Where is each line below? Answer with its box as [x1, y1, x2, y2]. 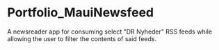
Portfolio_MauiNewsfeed [7, 5, 154, 21]
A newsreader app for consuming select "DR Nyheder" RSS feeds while [7, 27, 213, 36]
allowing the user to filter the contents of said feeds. [7, 34, 157, 42]
